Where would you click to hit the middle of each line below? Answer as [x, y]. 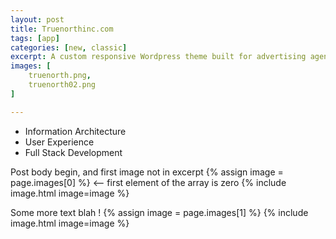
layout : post [37, 19]
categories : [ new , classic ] [69, 47]
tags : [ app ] [35, 38]
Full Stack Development [73, 152]
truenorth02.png [62, 85]
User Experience [59, 142]
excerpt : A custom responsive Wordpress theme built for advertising [158, 57]
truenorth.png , [60, 76]
